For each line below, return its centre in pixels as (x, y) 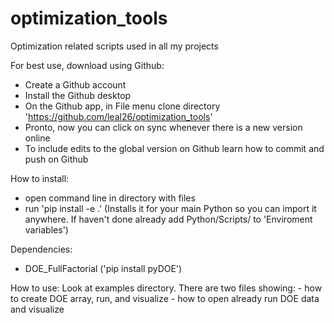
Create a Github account (75, 84)
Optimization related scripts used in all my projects (114, 46)
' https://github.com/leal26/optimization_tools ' (118, 116)
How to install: (40, 178)
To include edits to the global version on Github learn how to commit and (174, 148)
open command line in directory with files (110, 198)
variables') (46, 229)
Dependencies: (41, 249)
